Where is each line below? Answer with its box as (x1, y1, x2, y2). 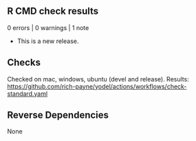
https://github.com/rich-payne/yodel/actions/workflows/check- (7, 82, 187, 90)
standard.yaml (7, 89, 48, 98)
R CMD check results (7, 5, 99, 17)
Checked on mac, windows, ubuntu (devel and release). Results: (7, 75, 189, 83)
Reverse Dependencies (7, 110, 109, 121)
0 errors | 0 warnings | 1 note (7, 23, 89, 31)
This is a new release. (17, 37, 79, 45)
